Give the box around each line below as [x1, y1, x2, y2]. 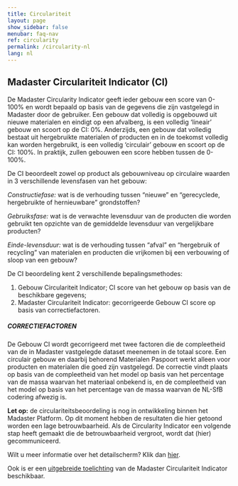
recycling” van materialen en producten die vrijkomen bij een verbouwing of [7, 248, 229, 256]
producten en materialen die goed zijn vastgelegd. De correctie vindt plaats [7, 363, 229, 371]
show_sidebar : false [7, 23, 69, 31]
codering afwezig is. [7, 392, 67, 401]
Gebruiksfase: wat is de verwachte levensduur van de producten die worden [7, 211, 232, 220]
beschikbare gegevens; [17, 290, 87, 299]
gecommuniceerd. [7, 436, 61, 445]
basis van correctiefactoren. [17, 306, 101, 314]
